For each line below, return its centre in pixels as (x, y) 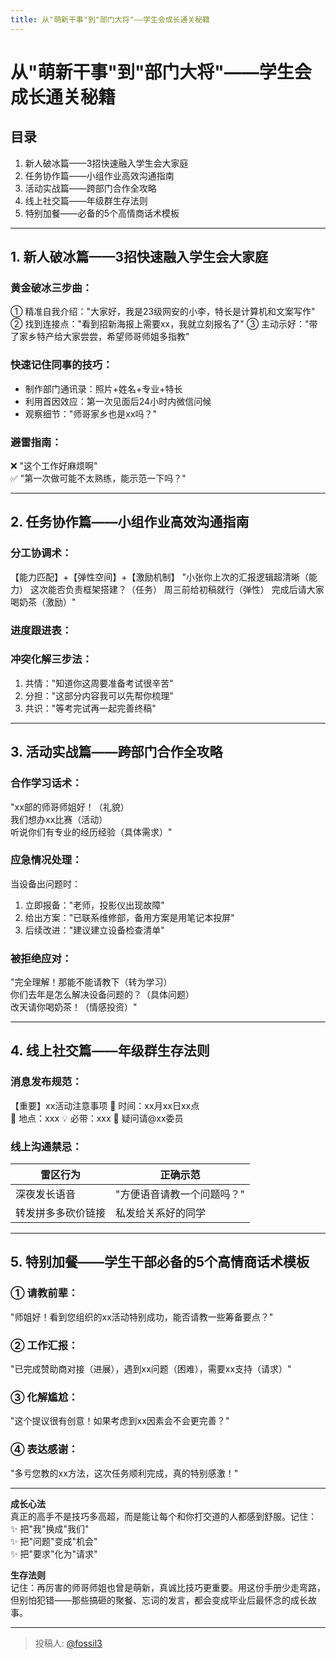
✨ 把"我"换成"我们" (50, 1528)
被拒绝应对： (41, 958)
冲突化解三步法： (51, 659)
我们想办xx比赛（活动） (59, 819)
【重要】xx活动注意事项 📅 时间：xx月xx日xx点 (105, 1105)
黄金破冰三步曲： (51, 288)
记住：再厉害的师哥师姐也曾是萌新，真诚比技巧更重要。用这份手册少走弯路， (168, 1587)
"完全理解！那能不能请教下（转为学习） (91, 982)
